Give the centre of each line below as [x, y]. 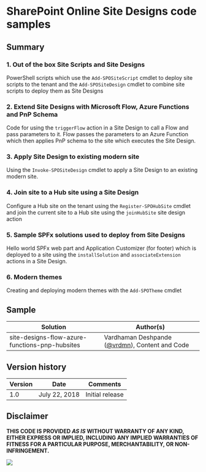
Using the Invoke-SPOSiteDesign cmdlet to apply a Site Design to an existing [102, 170]
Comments [105, 384]
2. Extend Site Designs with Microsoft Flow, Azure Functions [98, 107]
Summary [25, 47]
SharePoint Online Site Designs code [102, 11]
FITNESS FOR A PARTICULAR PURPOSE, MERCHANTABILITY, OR [90, 444]
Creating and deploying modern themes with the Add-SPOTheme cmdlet [94, 290]
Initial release [105, 394]
